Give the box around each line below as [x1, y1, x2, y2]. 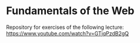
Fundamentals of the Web [6, 4, 135, 18]
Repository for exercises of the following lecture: [6, 24, 124, 31]
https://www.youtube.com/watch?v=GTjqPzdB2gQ [6, 29, 129, 37]
